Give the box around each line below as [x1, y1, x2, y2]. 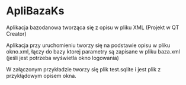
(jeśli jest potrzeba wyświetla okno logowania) [6, 54, 120, 61]
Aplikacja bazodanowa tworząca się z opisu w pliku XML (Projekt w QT [6, 24, 179, 31]
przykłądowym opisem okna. [6, 72, 77, 79]
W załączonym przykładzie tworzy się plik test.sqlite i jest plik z [6, 65, 161, 73]
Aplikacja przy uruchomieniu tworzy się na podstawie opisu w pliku [6, 42, 171, 49]
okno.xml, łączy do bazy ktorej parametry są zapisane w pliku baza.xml [6, 48, 181, 55]
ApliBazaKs [6, 4, 65, 18]
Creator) [6, 30, 27, 37]
